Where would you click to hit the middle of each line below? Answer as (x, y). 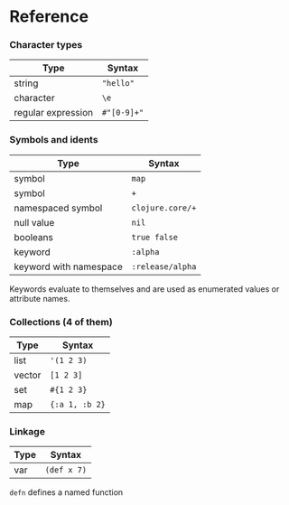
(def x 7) (66, 470)
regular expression (53, 113)
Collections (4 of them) (61, 322)
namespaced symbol (58, 208)
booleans (34, 237)
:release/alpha (164, 267)
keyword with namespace (69, 267)
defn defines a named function (66, 492)
